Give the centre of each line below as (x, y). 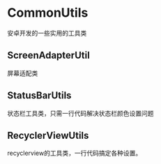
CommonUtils (48, 13)
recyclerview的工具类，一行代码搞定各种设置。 (75, 153)
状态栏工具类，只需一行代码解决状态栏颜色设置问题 (80, 113)
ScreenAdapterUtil (49, 55)
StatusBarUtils (39, 96)
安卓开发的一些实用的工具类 (47, 33)
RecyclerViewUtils (48, 135)
